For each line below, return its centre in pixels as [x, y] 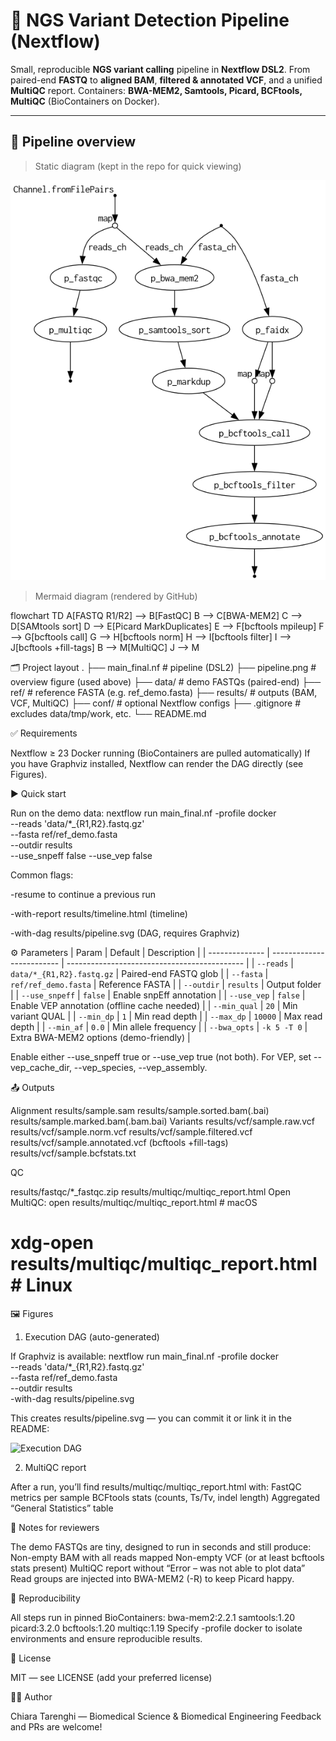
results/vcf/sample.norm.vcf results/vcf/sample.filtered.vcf [131, 1131]
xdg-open [52, 1242]
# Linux [41, 1285]
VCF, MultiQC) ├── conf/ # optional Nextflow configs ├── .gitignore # [156, 703]
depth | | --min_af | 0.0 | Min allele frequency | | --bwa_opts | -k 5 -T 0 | [159, 1026]
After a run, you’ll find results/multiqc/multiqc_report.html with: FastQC [156, 1486]
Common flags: [42, 875]
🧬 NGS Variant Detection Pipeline [150, 20]
